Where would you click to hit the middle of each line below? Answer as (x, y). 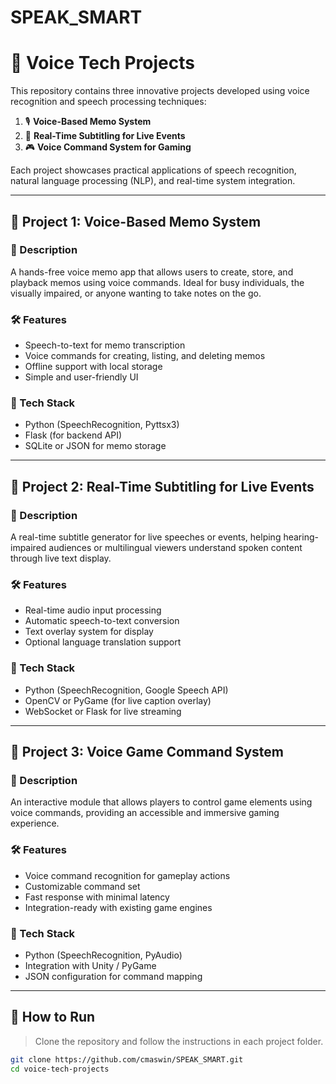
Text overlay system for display (89, 632)
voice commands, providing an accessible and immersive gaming (145, 813)
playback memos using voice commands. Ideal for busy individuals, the (157, 282)
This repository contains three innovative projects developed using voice (160, 91)
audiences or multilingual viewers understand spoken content (175, 548)
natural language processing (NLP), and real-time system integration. (153, 181)
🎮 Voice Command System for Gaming (108, 147)
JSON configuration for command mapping (113, 976)
